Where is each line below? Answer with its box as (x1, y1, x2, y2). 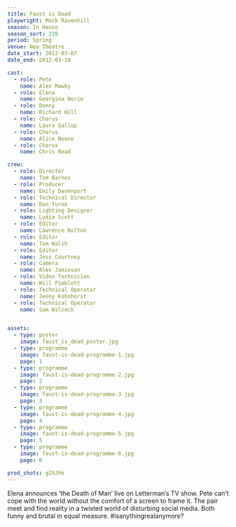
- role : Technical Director (13, 194, 97, 201)
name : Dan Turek (20, 200, 69, 208)
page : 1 (20, 358, 42, 365)
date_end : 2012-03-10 (7, 57, 71, 64)
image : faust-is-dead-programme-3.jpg (20, 391, 134, 398)
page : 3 (20, 397, 42, 404)
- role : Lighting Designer (13, 207, 93, 215)
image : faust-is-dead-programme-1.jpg (20, 351, 134, 358)
